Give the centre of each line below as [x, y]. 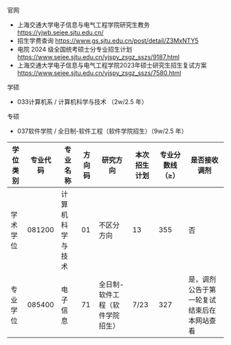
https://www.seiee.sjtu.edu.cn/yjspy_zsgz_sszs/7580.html [99, 73]
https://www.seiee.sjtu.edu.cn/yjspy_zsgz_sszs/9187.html [98, 57]
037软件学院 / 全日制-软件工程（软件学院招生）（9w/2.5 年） [102, 131]
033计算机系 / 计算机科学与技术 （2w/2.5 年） [82, 102]
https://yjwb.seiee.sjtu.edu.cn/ [60, 32]
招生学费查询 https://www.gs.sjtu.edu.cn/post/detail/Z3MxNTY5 [108, 41]
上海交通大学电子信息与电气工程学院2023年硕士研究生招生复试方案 [112, 65]
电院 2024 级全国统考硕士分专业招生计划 [75, 49]
